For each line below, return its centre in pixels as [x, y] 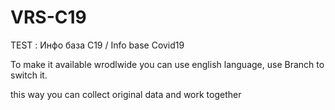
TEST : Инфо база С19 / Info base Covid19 [97, 45]
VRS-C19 [48, 17]
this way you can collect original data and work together [126, 94]
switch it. [29, 75]
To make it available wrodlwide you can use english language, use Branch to [167, 64]
